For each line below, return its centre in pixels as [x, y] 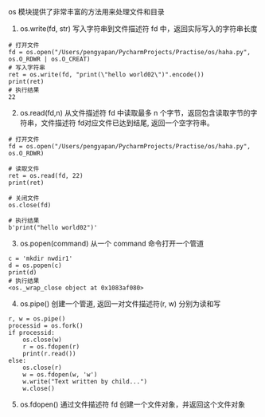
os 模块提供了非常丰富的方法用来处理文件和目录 [86, 12]
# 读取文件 [24, 169]
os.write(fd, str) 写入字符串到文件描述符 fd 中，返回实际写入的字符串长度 [138, 29]
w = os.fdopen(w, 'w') [60, 375]
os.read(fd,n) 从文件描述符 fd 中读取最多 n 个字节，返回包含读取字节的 [135, 113]
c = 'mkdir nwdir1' [41, 258]
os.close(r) [42, 368]
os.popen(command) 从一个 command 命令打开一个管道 [112, 243]
